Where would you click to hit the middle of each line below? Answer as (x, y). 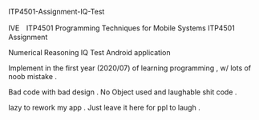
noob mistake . (33, 76)
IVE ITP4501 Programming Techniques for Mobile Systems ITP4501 (121, 28)
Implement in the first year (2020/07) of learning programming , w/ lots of (130, 68)
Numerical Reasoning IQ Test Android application (89, 52)
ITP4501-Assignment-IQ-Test (57, 12)
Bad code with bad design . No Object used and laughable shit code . (123, 92)
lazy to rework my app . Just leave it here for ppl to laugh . (104, 108)
